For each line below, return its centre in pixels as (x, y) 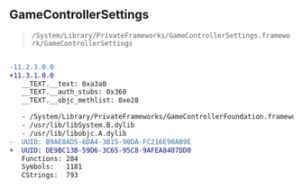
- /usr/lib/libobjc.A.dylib (74, 133)
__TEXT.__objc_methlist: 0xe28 (80, 101)
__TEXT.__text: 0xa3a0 (64, 84)
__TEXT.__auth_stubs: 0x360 (74, 92)
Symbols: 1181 (52, 167)
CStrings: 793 (50, 175)
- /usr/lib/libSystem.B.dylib (78, 125)
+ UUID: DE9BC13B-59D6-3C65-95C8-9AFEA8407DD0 (101, 150)
